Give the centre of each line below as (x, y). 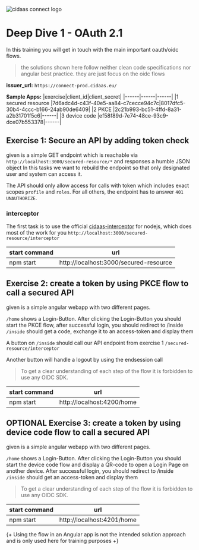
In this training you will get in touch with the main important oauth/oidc (92, 49)
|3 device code (78, 115)
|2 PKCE (102, 109)
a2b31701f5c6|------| (32, 115)
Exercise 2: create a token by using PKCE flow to (97, 284)
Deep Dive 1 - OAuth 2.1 (64, 33)
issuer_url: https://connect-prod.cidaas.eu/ (61, 85)
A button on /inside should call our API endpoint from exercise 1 (85, 343)
